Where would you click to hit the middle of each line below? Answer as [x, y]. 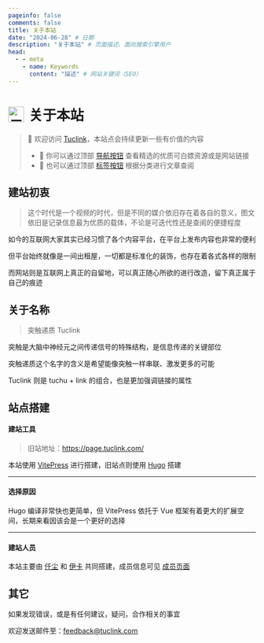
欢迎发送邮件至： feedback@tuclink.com [73, 631]
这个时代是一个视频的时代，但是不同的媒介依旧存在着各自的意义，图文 [141, 212]
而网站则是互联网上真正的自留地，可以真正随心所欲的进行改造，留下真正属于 [132, 273]
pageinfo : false [35, 15]
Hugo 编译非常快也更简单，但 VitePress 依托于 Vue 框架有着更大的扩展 [123, 510]
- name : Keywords [51, 67]
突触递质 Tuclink [54, 331]
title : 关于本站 [32, 30]
